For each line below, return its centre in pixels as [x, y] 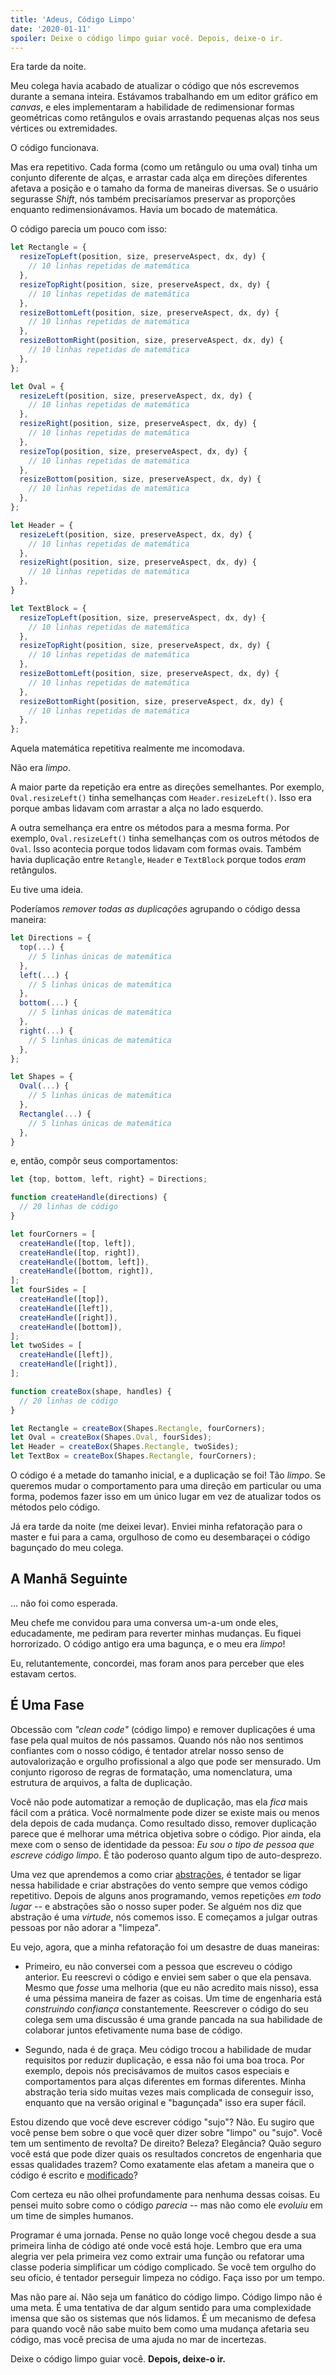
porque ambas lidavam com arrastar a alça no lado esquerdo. [137, 808]
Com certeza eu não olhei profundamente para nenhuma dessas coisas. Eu [165, 2194]
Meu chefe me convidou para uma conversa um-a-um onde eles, [144, 1622]
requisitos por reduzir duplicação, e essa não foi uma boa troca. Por [164, 2060]
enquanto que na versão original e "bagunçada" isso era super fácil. [165, 2102]
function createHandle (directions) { [89, 1197]
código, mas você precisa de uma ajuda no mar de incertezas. [138, 2339]
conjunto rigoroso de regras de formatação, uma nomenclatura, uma [151, 1772]
